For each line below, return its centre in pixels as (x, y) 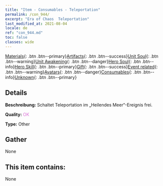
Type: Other (18, 124)
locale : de (16, 28)
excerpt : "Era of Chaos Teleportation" (47, 19)
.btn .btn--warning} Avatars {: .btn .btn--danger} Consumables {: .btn (73, 72)
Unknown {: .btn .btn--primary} (46, 77)
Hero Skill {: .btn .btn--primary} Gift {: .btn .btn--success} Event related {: (86, 66)
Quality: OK (17, 114)
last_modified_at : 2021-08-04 (36, 24)
